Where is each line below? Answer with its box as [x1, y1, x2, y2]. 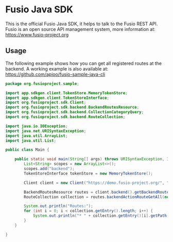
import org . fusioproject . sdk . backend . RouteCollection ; [5, 114, 126, 119]
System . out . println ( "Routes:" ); [24, 203, 94, 209]
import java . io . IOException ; [5, 124, 68, 129]
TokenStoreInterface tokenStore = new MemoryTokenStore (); [24, 171, 153, 176]
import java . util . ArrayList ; [5, 133, 68, 139]
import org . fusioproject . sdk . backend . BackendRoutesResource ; [5, 105, 140, 110]
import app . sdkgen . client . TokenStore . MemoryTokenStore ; [5, 90, 128, 96]
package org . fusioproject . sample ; [5, 81, 80, 86]
